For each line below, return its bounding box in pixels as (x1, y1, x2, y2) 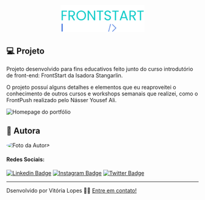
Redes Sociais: (6, 156, 45, 163)
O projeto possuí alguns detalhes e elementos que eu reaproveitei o (6, 83, 176, 91)
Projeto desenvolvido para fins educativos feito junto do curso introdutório (6, 65, 193, 72)
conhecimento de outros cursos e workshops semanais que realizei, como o (6, 90, 198, 97)
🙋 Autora (6, 125, 41, 136)
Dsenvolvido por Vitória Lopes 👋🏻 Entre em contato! (6, 187, 137, 194)
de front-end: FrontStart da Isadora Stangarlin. (6, 72, 123, 79)
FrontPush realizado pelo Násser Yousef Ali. (6, 96, 117, 103)
